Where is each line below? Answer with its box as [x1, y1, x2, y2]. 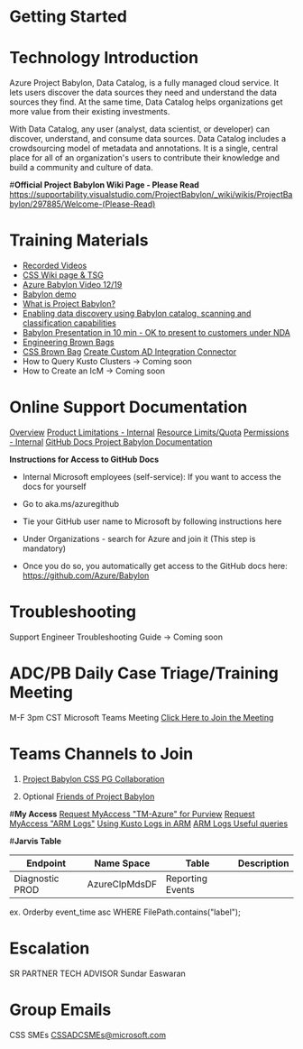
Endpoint [26, 857, 66, 870]
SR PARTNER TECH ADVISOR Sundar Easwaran [9, 968, 187, 979]
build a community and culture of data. [9, 162, 153, 173]
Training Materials [9, 230, 149, 251]
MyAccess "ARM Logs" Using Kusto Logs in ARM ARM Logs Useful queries [9, 818, 289, 829]
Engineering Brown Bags [22, 336, 115, 348]
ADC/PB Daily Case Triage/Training [9, 663, 280, 684]
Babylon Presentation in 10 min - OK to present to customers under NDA [22, 327, 290, 338]
